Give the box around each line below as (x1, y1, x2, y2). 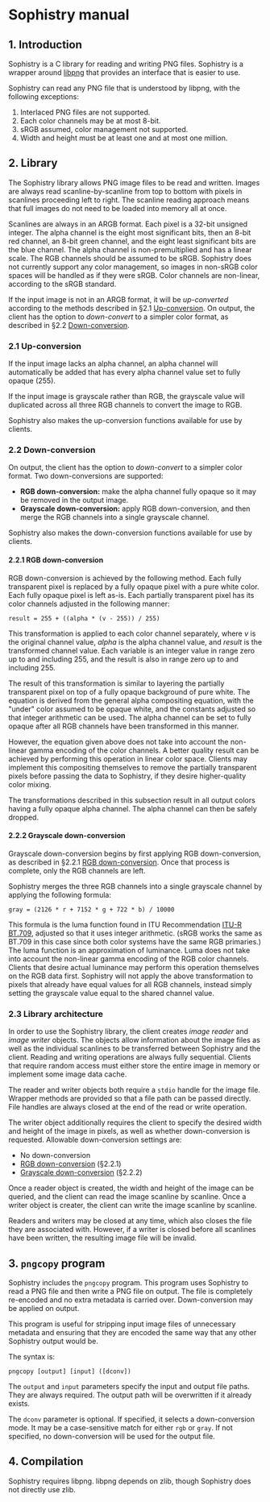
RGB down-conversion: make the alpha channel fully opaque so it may (19, 487, 256, 496)
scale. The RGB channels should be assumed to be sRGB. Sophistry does (8, 253, 252, 263)
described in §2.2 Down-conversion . (8, 320, 131, 330)
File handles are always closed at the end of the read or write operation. (8, 1102, 247, 1112)
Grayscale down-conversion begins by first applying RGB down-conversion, (8, 849, 261, 858)
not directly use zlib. (8, 1484, 77, 1494)
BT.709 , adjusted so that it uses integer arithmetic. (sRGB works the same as (8, 928, 263, 938)
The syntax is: (8, 1351, 55, 1361)
